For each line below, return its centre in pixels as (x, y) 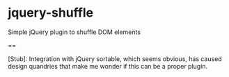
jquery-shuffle (50, 13)
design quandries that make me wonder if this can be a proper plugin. (108, 66)
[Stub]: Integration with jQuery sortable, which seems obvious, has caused (115, 59)
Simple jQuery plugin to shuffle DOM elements (74, 32)
